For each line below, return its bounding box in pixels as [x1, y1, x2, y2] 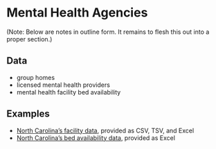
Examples [6, 108, 50, 120]
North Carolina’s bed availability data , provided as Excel [16, 133, 176, 142]
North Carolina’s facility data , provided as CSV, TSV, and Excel [16, 126, 195, 135]
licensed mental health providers [16, 81, 110, 89]
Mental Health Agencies [6, 5, 148, 21]
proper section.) [6, 34, 53, 43]
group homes [16, 73, 55, 81]
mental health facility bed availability [16, 88, 121, 96]
